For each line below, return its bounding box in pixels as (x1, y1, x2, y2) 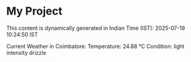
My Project (6, 4, 63, 18)
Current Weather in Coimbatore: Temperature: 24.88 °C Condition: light (6, 43, 185, 50)
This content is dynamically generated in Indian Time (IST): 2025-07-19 (6, 24, 186, 32)
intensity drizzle (6, 49, 47, 56)
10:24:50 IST (6, 30, 38, 38)
